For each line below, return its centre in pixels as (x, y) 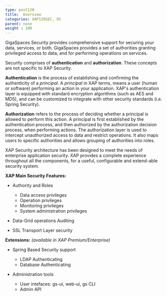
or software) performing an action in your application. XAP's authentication (82, 88)
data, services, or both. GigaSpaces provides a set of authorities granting (81, 48)
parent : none (19, 24)
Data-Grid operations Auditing (43, 221)
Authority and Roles (33, 186)
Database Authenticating (45, 265)
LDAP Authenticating (41, 260)
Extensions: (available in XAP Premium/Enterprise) (58, 240)
